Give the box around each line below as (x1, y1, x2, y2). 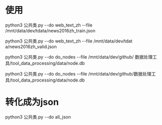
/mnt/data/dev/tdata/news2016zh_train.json (5, 27, 96, 33)
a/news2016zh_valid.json (5, 43, 57, 49)
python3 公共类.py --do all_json (5, 113, 71, 120)
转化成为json (5, 96, 59, 108)
